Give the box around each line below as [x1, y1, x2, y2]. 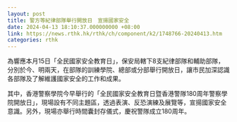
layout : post [7, 10, 46, 18]
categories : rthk [7, 37, 59, 44]
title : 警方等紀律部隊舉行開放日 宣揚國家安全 [7, 17, 130, 24]
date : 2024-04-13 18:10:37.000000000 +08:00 [7, 23, 140, 30]
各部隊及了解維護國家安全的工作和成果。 [7, 75, 125, 83]
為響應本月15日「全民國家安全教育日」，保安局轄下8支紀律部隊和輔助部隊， [7, 57, 224, 66]
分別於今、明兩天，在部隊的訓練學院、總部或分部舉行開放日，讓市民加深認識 [7, 66, 230, 74]
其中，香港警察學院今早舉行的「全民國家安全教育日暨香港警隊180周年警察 [7, 90, 222, 98]
